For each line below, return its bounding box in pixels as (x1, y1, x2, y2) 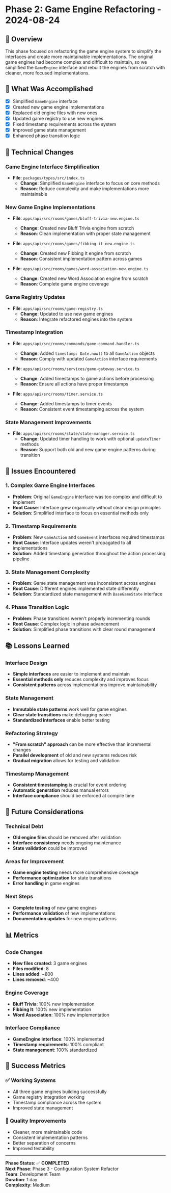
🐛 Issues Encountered (5, 466, 76, 475)
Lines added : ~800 (12, 971, 53, 977)
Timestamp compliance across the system (12, 1099, 102, 1105)
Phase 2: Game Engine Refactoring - (5, 4, 162, 15)
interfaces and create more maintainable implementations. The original (5, 54, 154, 60)
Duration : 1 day (5, 1176, 38, 1182)
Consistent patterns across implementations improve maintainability (12, 682, 157, 688)
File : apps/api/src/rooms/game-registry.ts (12, 305, 103, 312)
